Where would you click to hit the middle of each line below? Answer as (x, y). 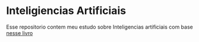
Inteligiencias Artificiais (66, 11)
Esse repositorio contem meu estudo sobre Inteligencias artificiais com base (99, 27)
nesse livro (20, 33)
